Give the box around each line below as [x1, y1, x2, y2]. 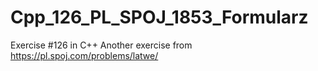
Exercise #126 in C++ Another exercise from [10, 39, 193, 51]
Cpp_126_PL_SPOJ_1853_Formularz [10, 6, 309, 29]
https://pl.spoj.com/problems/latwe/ [10, 49, 159, 61]
